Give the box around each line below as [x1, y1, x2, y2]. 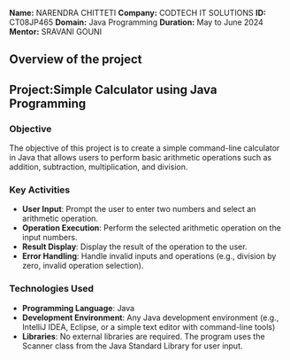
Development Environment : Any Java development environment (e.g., [21, 312, 279, 323]
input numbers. [21, 232, 78, 243]
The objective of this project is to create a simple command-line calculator [9, 143, 280, 153]
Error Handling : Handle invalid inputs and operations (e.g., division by [21, 251, 277, 262]
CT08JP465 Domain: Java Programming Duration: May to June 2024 [9, 17, 263, 27]
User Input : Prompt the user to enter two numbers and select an [21, 204, 256, 215]
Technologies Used [9, 283, 95, 295]
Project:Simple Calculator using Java [9, 82, 217, 97]
